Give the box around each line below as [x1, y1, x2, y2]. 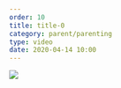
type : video [9, 37, 53, 47]
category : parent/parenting [9, 29, 113, 38]
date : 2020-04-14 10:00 [9, 46, 97, 55]
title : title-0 [9, 21, 65, 30]
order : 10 [9, 12, 46, 22]
